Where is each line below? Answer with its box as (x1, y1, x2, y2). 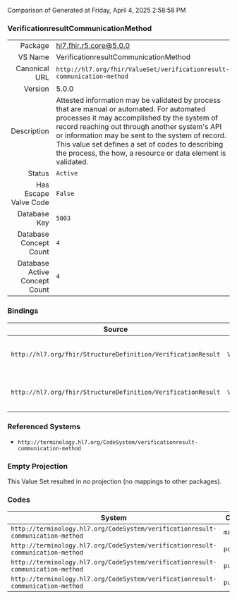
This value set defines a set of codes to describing (56, 140, 224, 149)
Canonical (16, 63, 49, 73)
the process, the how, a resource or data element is (56, 148, 226, 158)
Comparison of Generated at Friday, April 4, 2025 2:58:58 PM (7, 6, 186, 14)
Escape (24, 189, 49, 199)
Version (23, 84, 49, 94)
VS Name (18, 52, 49, 62)
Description (11, 126, 49, 136)
